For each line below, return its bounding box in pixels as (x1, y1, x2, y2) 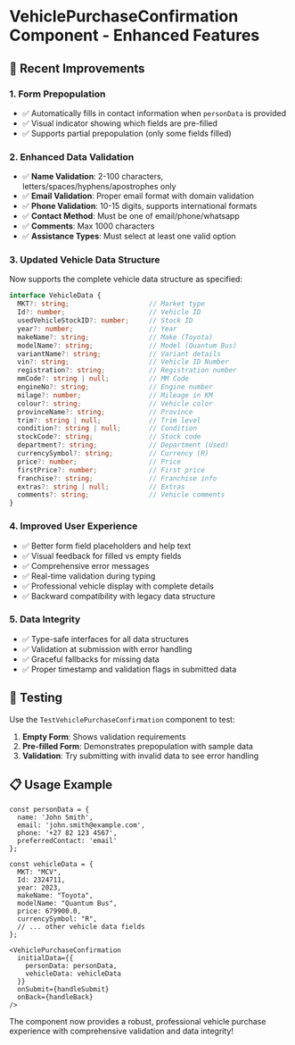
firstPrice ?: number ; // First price (17, 465, 205, 474)
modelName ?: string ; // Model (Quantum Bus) (17, 341, 238, 350)
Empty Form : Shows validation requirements (21, 731, 186, 742)
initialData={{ (17, 954, 74, 963)
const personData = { (9, 806, 90, 815)
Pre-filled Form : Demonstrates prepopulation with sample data (21, 740, 254, 751)
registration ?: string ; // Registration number (17, 366, 238, 375)
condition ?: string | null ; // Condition (17, 424, 198, 433)
